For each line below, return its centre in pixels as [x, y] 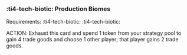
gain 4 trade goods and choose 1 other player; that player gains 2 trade [92, 40]
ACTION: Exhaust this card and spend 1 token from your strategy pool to [94, 33]
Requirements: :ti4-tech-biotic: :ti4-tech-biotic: [63, 22]
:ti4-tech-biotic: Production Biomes [58, 9]
